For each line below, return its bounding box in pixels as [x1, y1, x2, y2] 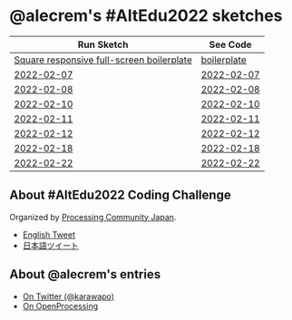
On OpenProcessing [22, 300, 98, 311]
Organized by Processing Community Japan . [9, 211, 177, 222]
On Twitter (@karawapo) [22, 291, 115, 302]
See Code [209, 38, 252, 51]
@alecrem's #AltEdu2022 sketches [9, 5, 283, 26]
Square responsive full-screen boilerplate [14, 53, 192, 66]
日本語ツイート [22, 239, 79, 250]
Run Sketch [77, 38, 129, 51]
